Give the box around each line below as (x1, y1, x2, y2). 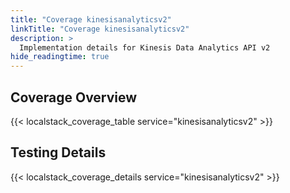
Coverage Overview (10, 89, 138, 106)
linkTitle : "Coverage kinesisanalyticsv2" (10, 24, 190, 34)
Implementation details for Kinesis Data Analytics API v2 (19, 42, 271, 53)
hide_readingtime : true (10, 52, 110, 62)
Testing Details (10, 144, 107, 161)
